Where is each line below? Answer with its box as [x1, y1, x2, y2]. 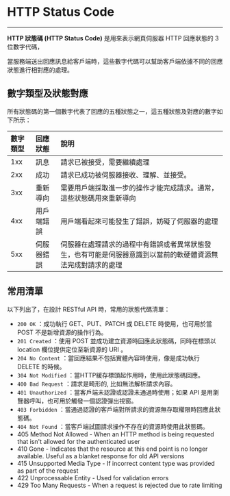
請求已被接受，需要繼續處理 [60, 157, 150, 166]
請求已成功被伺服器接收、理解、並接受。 [60, 170, 191, 179]
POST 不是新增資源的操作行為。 [16, 328, 107, 336]
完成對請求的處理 [67, 260, 123, 269]
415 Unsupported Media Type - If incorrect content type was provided [16, 459, 216, 467]
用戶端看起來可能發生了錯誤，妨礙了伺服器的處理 [60, 216, 218, 226]
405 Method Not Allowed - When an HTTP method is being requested [16, 430, 214, 438]
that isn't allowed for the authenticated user [16, 437, 140, 445]
